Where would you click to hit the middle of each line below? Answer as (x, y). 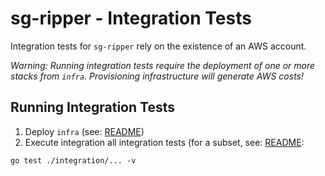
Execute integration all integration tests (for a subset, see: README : (164, 142)
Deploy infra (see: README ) (84, 131)
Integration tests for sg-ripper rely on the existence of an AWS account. (158, 46)
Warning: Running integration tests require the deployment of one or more (163, 65)
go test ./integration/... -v (73, 160)
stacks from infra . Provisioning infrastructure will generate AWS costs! (157, 76)
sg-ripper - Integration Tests (131, 18)
